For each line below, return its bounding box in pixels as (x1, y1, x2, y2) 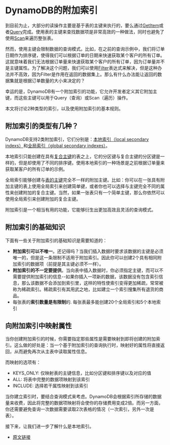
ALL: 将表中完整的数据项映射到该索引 (12, 376, 90, 383)
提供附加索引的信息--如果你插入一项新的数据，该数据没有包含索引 (21, 273, 159, 280)
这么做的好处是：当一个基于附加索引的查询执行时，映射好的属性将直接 (14, 342, 160, 348)
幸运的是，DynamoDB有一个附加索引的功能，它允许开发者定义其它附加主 (5, 88, 158, 94)
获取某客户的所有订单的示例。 (5, 166, 67, 172)
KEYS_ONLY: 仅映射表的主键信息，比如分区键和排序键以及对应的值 (12, 370, 152, 376)
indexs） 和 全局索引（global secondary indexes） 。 (5, 143, 110, 149)
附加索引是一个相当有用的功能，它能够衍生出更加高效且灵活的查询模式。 (5, 207, 156, 213)
